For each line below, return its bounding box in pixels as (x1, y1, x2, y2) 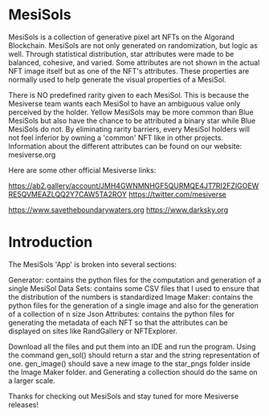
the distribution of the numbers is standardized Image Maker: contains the (8, 292, 254, 301)
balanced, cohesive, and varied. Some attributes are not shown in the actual (8, 58, 260, 67)
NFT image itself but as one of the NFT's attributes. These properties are (8, 66, 250, 75)
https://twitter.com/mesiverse (128, 189, 226, 199)
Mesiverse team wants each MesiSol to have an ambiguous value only (8, 99, 241, 108)
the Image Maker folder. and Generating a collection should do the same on (8, 367, 259, 377)
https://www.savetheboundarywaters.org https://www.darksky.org (8, 204, 229, 214)
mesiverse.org (8, 150, 56, 160)
